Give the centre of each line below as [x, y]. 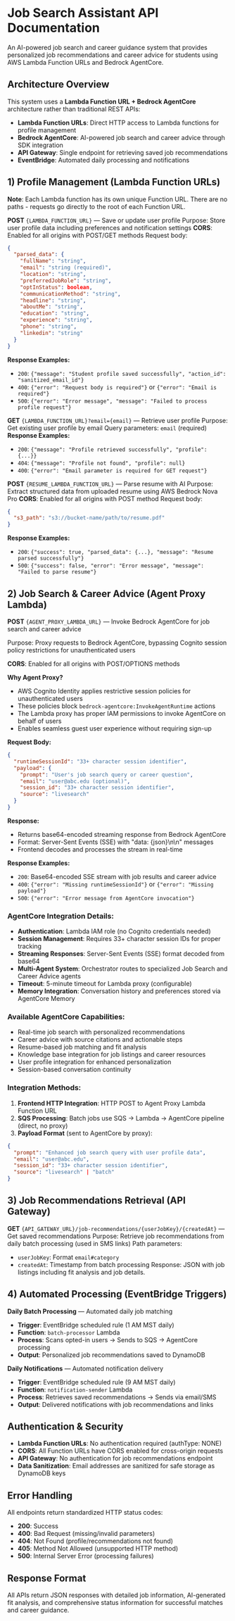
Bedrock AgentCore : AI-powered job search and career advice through [121, 137]
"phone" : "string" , [49, 327]
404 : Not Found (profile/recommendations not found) [95, 1541]
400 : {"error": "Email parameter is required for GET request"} [112, 470]
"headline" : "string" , [53, 301]
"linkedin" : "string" [51, 333]
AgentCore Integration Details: [61, 916]
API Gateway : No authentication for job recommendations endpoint [115, 1458]
